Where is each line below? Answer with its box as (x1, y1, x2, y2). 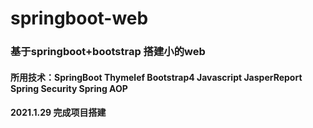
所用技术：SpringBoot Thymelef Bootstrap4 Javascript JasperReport (10, 71, 303, 83)
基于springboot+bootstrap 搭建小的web (10, 45, 206, 59)
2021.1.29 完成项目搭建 (10, 107, 107, 119)
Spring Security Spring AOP (10, 82, 128, 94)
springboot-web (10, 7, 149, 30)
